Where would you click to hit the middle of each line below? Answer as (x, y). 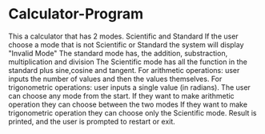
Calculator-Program (76, 14)
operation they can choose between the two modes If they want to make (128, 104)
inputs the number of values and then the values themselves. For (115, 79)
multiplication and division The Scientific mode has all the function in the (128, 62)
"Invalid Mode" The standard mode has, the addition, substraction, (118, 53)
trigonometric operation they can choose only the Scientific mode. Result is (132, 112)
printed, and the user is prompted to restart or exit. (92, 121)
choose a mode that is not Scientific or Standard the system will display (126, 44)
